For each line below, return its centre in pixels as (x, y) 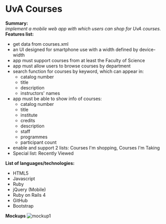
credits (28, 120)
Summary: (17, 23)
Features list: (20, 34)
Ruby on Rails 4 (29, 195)
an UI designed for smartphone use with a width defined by (75, 49)
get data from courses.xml (40, 44)
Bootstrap (23, 206)
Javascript (24, 178)
